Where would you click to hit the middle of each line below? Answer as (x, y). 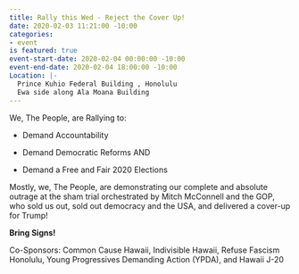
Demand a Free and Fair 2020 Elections (95, 170)
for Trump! (29, 215)
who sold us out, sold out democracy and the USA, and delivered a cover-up (150, 205)
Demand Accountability (65, 135)
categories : (31, 34)
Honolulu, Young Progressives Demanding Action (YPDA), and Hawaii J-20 (146, 259)
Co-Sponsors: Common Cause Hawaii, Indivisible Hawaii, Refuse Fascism (145, 250)
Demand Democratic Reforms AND (86, 152)
